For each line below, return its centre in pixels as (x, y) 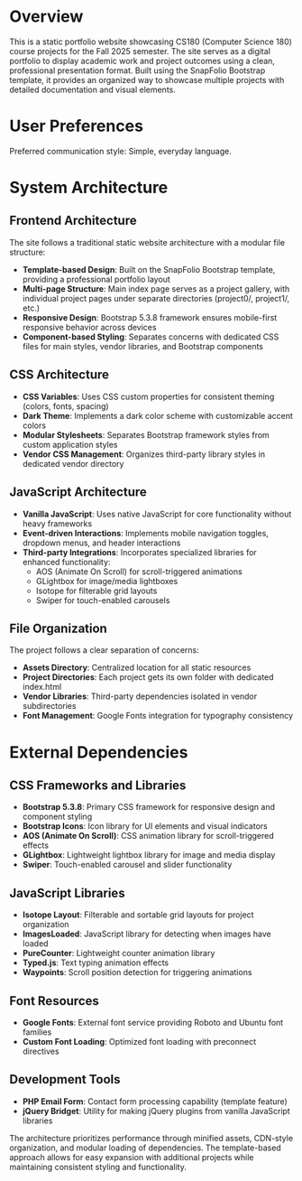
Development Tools (65, 1079)
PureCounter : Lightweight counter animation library (119, 953)
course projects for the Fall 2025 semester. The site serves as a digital (140, 51)
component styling (57, 817)
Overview (46, 17)
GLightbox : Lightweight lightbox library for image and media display (149, 855)
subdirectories (49, 706)
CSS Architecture (59, 375)
